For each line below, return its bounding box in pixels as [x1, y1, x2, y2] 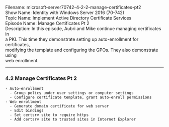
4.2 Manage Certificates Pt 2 [5, 75, 77, 82]
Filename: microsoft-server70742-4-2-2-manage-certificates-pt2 [5, 5, 141, 10]
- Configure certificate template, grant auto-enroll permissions [10, 95, 152, 100]
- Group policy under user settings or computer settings [10, 90, 134, 96]
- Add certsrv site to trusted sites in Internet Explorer [10, 117, 136, 122]
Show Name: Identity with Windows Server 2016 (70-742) [5, 10, 125, 16]
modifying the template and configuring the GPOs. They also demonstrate [5, 47, 158, 53]
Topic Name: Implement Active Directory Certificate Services [5, 15, 132, 21]
